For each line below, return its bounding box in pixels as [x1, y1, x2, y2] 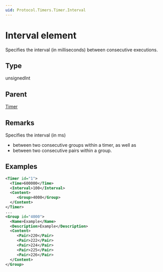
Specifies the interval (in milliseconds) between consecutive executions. [5, 47, 158, 53]
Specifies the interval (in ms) [5, 132, 66, 138]
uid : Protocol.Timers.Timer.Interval [5, 7, 86, 13]
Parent [5, 90, 27, 99]
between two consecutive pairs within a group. [12, 147, 112, 153]
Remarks [5, 119, 35, 127]
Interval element [5, 29, 77, 41]
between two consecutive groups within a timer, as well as [12, 142, 137, 148]
